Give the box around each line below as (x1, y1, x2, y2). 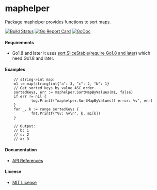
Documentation (5, 146, 37, 153)
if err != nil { (14, 94, 47, 99)
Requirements (5, 39, 34, 45)
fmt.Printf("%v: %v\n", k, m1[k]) (31, 111, 101, 116)
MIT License (12, 179, 37, 185)
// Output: (14, 124, 36, 129)
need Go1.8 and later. (12, 55, 55, 61)
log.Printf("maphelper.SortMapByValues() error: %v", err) (31, 98, 153, 103)
